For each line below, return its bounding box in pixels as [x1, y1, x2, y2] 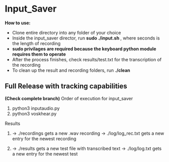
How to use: [5, 20, 31, 26]
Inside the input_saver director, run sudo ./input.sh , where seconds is [12, 35, 160, 41]
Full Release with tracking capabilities [5, 82, 128, 91]
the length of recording [12, 40, 61, 46]
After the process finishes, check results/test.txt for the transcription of [12, 56, 162, 62]
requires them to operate [12, 51, 66, 57]
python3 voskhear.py [12, 110, 57, 116]
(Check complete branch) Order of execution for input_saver [5, 95, 133, 101]
